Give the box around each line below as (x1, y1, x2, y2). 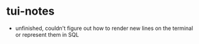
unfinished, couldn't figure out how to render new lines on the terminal (15, 24, 193, 32)
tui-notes (6, 4, 55, 18)
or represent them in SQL (15, 31, 80, 38)
